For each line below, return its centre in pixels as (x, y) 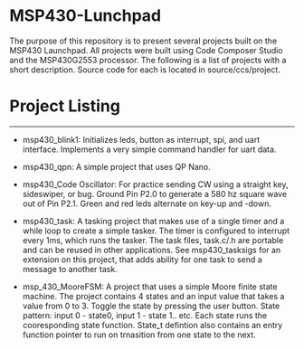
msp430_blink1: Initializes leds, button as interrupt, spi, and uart (141, 139)
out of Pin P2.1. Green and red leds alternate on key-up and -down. (147, 203)
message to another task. (70, 269)
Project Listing (65, 106)
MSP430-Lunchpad (85, 16)
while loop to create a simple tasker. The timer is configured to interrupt (156, 231)
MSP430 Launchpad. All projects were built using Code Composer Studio (146, 50)
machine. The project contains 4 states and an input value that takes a (153, 296)
